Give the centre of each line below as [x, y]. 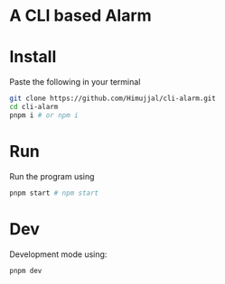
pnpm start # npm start [54, 193]
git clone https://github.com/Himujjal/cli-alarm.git [113, 99]
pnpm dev [26, 270]
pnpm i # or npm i [44, 115]
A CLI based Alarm [80, 16]
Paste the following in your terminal [75, 82]
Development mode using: [58, 254]
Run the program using [52, 176]
